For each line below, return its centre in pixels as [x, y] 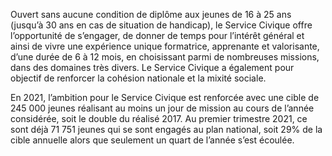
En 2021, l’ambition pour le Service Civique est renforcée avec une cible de [165, 97]
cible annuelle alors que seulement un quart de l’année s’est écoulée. [152, 140]
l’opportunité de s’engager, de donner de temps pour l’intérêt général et [157, 35]
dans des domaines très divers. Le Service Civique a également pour [152, 67]
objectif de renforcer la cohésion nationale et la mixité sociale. [138, 78]
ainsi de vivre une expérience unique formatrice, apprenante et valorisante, [165, 46]
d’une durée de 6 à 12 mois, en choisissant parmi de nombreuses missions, [165, 57]
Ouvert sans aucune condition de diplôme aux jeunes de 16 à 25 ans [151, 14]
